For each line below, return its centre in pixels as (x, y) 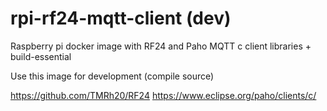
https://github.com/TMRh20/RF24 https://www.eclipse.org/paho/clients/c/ (163, 95)
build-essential (41, 56)
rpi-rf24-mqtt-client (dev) (121, 18)
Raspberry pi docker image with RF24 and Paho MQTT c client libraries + (161, 46)
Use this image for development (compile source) (112, 76)
